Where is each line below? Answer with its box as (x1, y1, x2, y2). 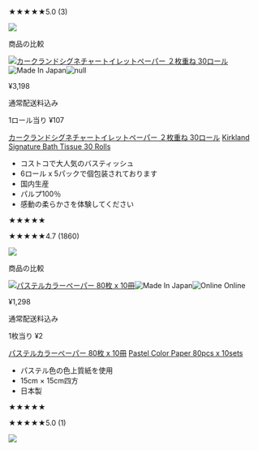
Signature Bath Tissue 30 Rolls (8, 142, 111, 151)
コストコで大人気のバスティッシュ (19, 159, 134, 168)
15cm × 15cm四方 (19, 376, 79, 385)
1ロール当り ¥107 (8, 116, 65, 125)
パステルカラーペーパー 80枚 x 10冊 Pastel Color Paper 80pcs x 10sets (8, 348, 243, 357)
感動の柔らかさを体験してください (19, 199, 134, 208)
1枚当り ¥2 (8, 331, 43, 340)
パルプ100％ (19, 189, 62, 199)
